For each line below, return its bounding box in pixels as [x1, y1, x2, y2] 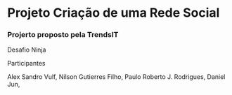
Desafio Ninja [7, 45, 46, 54]
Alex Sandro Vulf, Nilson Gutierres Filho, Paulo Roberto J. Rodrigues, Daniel [7, 73, 226, 81]
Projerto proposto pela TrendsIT [7, 30, 119, 40]
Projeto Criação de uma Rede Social [7, 5, 220, 21]
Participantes [7, 59, 46, 68]
